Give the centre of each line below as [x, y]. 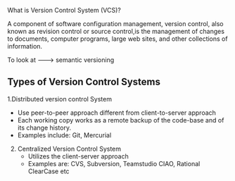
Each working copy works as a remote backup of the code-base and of [121, 120]
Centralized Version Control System [69, 149]
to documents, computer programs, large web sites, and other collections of [118, 39]
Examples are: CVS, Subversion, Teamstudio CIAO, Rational [114, 163]
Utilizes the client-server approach [78, 156]
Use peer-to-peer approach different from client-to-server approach [117, 113]
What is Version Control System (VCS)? [64, 10]
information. [25, 46]
